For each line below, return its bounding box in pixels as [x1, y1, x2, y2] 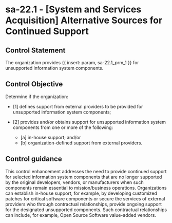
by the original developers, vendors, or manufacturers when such [5, 179, 144, 185]
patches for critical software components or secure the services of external [5, 195, 165, 201]
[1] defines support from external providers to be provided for [12, 103, 143, 109]
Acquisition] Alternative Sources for [5, 14, 163, 26]
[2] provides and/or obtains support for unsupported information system [12, 119, 166, 125]
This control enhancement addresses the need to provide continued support [5, 168, 167, 174]
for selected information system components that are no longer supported [5, 174, 162, 180]
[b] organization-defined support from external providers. [20, 140, 143, 146]
